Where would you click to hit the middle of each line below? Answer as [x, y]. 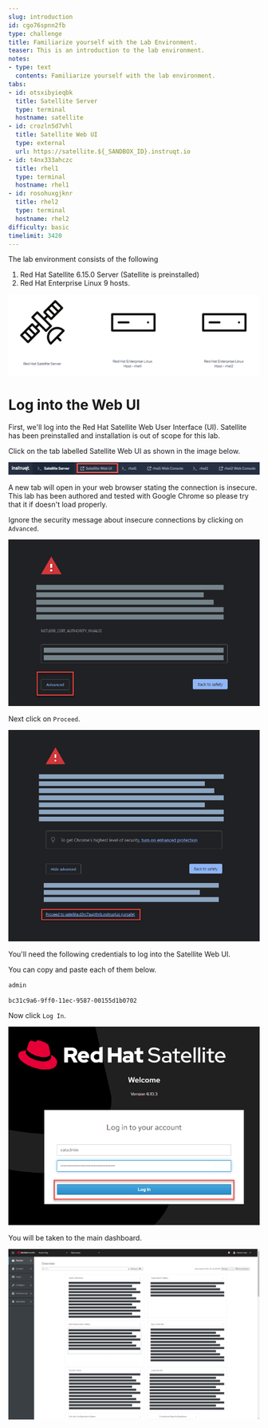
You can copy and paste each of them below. [83, 969]
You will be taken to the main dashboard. [75, 1238]
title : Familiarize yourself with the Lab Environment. [103, 42]
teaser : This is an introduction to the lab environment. [106, 51]
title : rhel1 [37, 168]
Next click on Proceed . [45, 719]
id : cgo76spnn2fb [37, 25]
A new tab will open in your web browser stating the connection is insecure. [133, 487]
